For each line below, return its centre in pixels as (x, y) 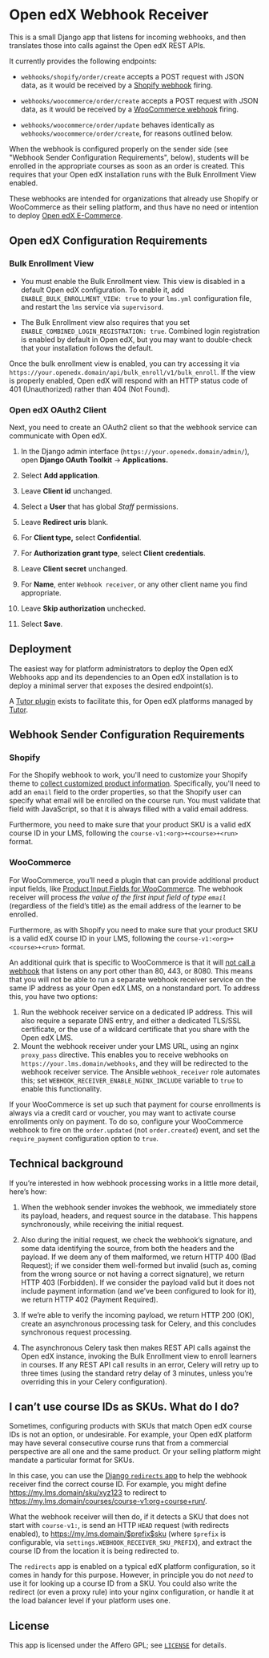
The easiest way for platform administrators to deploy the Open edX (121, 668)
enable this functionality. (61, 1088)
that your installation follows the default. (87, 347)
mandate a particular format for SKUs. (72, 1460)
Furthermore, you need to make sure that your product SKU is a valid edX (130, 825)
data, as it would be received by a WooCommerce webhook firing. (130, 109)
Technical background (66, 1164)
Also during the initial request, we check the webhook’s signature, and (137, 1239)
